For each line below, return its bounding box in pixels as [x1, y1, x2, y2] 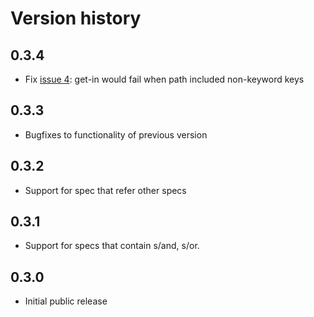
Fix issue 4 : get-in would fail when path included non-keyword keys [24, 73, 305, 85]
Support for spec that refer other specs [24, 184, 187, 196]
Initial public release [24, 295, 108, 307]
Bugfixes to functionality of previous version [24, 128, 208, 141]
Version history [10, 7, 142, 30]
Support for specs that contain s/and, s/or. [24, 240, 200, 252]
